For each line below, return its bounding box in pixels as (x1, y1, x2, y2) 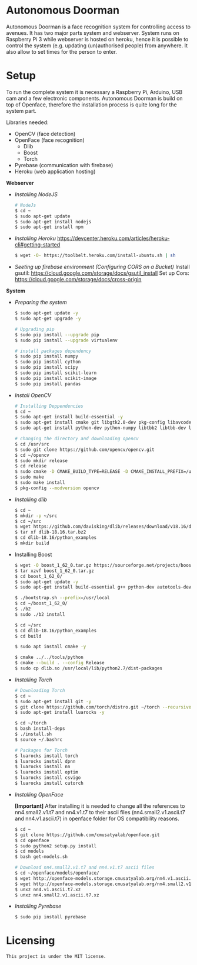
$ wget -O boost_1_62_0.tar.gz (14, 562, 92, 568)
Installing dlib (14, 496, 48, 503)
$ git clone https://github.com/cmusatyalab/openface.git (14, 831, 160, 838)
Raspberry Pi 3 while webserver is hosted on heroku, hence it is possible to (6, 35, 189, 43)
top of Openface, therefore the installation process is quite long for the (6, 101, 178, 108)
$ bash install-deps (14, 726, 65, 732)
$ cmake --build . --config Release (14, 660, 105, 666)
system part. (6, 107, 37, 114)
